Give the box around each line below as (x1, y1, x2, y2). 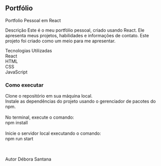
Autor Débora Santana (5, 156, 52, 162)
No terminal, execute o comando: (5, 114, 74, 120)
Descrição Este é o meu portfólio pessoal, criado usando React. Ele (5, 27, 145, 33)
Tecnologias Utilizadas (5, 47, 52, 53)
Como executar (5, 81, 44, 89)
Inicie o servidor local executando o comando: (5, 130, 102, 136)
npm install (5, 120, 28, 126)
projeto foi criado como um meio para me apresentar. (5, 38, 116, 44)
